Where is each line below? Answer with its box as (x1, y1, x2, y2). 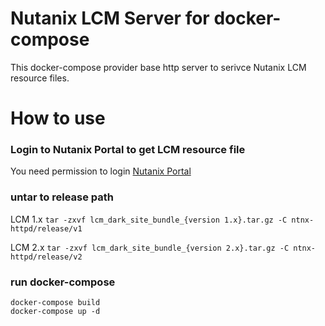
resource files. (10, 72, 70, 84)
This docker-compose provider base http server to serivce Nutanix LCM (10, 61, 307, 73)
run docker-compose (10, 275, 116, 289)
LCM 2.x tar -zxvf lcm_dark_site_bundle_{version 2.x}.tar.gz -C (10, 241, 290, 253)
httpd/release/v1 (10, 223, 83, 234)
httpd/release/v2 (10, 252, 83, 262)
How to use (10, 107, 106, 130)
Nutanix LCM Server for (10, 7, 210, 30)
